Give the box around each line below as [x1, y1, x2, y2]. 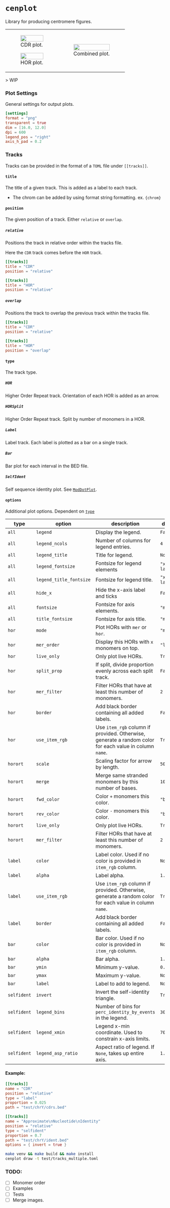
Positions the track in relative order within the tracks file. [5, 240, 123, 246]
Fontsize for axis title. [95, 615, 146, 622]
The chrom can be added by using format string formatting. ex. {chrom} [12, 194, 161, 201]
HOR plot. [20, 59, 44, 66]
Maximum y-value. [95, 971, 141, 979]
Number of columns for [95, 537, 151, 544]
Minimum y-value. [95, 963, 140, 970]
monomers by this [95, 778, 139, 785]
